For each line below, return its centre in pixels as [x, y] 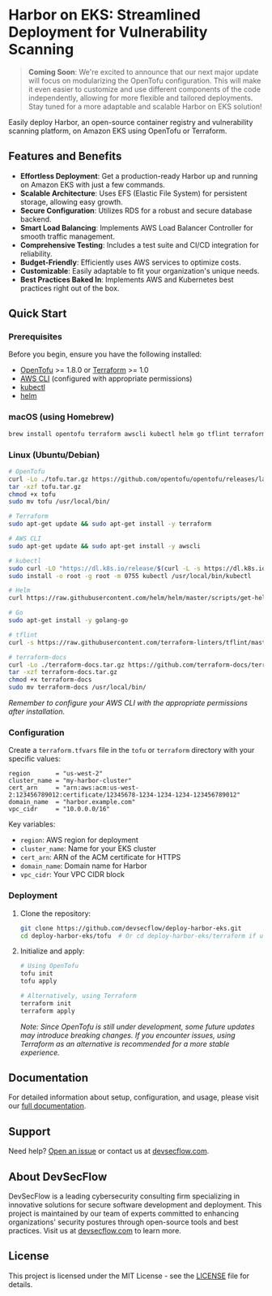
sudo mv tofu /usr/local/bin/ [59, 502]
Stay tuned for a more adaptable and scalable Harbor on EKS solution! [145, 106]
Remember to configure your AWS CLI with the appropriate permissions [128, 703]
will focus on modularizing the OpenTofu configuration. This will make [144, 80]
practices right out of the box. [70, 288]
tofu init [37, 974]
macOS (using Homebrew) [62, 417]
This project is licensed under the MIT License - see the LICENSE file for [129, 1276]
